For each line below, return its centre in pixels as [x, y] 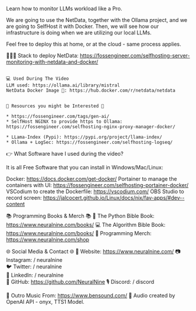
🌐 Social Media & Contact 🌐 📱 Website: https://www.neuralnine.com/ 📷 [94, 251]
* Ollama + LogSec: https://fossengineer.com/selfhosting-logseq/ [89, 142]
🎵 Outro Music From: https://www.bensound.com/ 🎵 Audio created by [91, 295]
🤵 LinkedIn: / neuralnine [35, 275]
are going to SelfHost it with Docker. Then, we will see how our [83, 26]
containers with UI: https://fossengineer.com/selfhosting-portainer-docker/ [97, 185]
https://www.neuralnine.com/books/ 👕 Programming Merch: [79, 233]
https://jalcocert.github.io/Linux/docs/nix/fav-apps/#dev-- [114, 198]
